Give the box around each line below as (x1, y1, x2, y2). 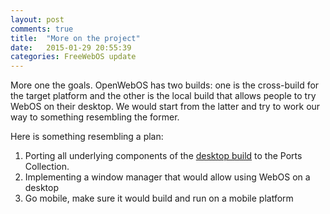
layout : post (10, 14, 65, 25)
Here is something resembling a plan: (10, 131, 164, 143)
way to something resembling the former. (10, 111, 180, 123)
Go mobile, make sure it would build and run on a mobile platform (24, 192, 294, 205)
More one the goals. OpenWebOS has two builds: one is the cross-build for (10, 79, 320, 91)
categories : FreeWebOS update (10, 52, 137, 62)
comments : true (10, 24, 74, 34)
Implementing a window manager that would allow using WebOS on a (24, 171, 311, 183)
